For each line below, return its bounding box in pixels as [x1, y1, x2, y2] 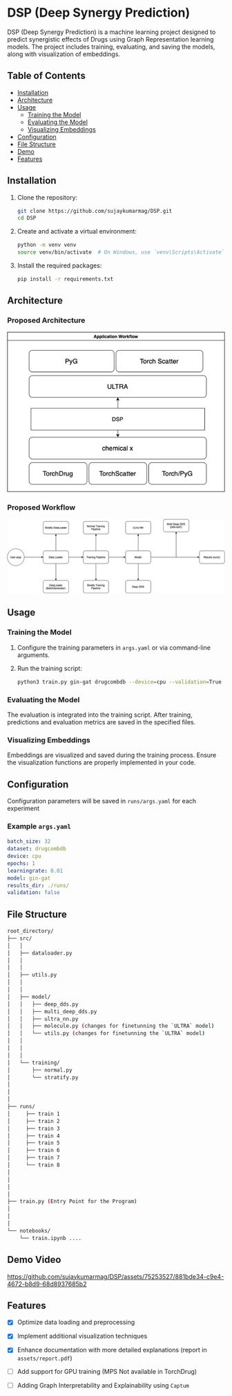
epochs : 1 [7, 860, 36, 867]
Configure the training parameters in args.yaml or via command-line [17, 643, 211, 652]
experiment [7, 804, 40, 812]
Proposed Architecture [7, 315, 86, 325]
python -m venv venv [17, 241, 77, 249]
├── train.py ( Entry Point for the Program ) [7, 1198, 137, 1205]
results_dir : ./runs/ [7, 882, 70, 889]
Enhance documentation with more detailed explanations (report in [17, 1346, 207, 1354]
